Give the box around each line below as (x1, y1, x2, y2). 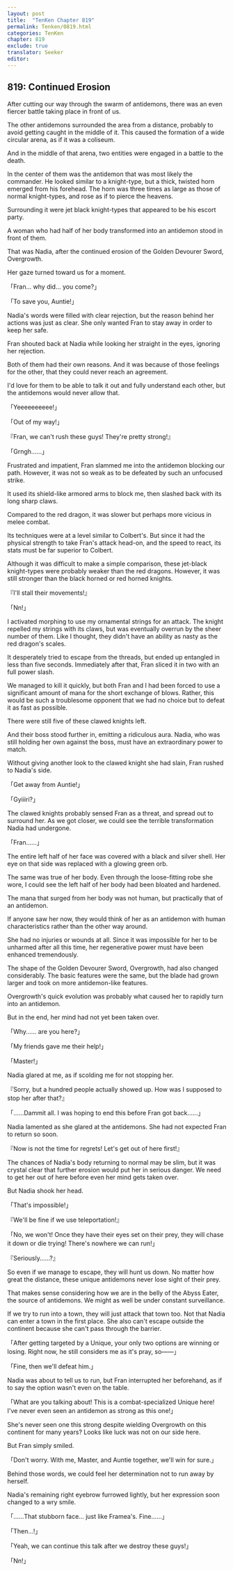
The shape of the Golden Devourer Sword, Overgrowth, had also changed (7, 964, 218, 972)
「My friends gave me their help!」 (7, 1042, 108, 1051)
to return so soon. (7, 1130, 58, 1138)
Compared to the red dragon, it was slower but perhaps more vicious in (7, 510, 212, 518)
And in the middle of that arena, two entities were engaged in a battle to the (7, 149, 224, 157)
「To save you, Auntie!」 (7, 297, 78, 305)
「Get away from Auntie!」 (7, 780, 84, 788)
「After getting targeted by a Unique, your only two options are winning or (7, 1339, 220, 1347)
